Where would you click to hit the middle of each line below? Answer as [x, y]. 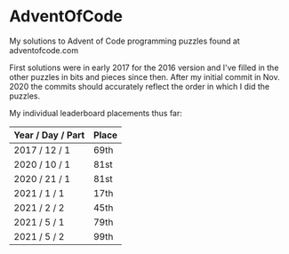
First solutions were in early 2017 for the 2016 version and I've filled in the [144, 67]
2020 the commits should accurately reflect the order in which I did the [140, 86]
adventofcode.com [44, 50]
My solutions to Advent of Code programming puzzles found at [124, 41]
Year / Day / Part [49, 135]
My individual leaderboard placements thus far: [96, 113]
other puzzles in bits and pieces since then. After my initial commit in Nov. [144, 76]
